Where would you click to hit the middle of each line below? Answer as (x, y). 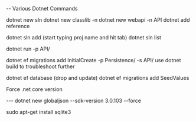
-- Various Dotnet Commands (42, 9)
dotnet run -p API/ (28, 49)
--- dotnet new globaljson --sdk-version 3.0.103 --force (74, 100)
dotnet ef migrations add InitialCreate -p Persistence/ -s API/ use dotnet (94, 60)
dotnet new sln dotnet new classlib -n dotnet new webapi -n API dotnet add (98, 20)
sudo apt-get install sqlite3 (39, 112)
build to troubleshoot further (40, 66)
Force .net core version (35, 89)
